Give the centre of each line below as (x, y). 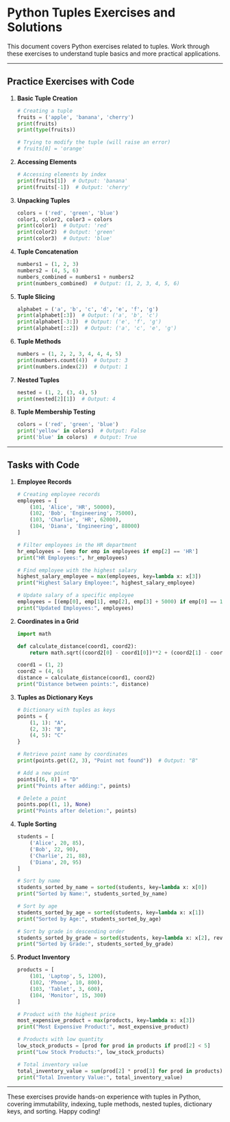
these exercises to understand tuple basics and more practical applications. (114, 54)
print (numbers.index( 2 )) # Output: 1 (72, 367)
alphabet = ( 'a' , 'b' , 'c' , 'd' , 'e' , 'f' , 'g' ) (88, 309)
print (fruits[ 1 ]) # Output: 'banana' (72, 181)
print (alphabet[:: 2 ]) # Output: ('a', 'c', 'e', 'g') (97, 328)
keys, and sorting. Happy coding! (54, 1112)
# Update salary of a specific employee (75, 596)
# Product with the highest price (66, 1014)
